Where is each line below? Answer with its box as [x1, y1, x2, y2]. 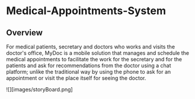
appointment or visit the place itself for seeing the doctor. [6, 75, 146, 81]
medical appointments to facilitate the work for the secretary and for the [6, 56, 183, 62]
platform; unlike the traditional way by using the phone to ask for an [6, 68, 171, 75]
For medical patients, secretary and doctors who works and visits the [6, 43, 175, 50]
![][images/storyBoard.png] [6, 86, 73, 93]
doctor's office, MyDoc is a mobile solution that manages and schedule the [6, 49, 190, 57]
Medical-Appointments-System [6, 4, 166, 18]
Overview [6, 28, 43, 38]
